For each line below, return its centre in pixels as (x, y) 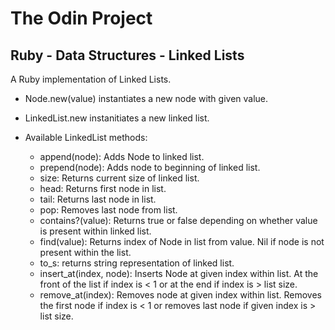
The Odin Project (81, 18)
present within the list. (85, 252)
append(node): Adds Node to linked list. (122, 156)
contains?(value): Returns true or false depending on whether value (178, 220)
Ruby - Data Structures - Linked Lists (127, 55)
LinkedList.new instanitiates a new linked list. (117, 118)
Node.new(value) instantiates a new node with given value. (146, 98)
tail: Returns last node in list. (98, 199)
